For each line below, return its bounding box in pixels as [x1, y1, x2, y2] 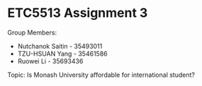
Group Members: [7, 28, 57, 37]
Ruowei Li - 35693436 [17, 56, 84, 65]
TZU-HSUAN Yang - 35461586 [17, 49, 108, 58]
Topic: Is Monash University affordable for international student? [7, 70, 195, 79]
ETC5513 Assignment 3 [7, 5, 148, 21]
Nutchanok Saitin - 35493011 [17, 42, 103, 50]
